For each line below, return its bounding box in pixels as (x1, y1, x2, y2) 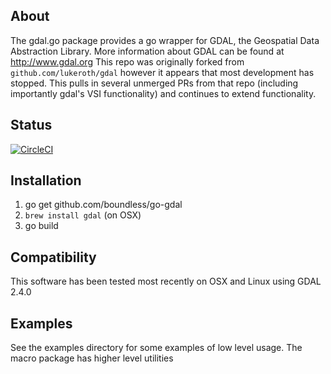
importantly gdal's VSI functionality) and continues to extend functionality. (10, 87, 317, 99)
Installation (10, 172, 82, 189)
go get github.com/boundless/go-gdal (24, 199, 183, 211)
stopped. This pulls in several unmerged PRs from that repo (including (10, 77, 299, 89)
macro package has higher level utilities (10, 352, 174, 364)
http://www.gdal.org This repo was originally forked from (10, 55, 245, 68)
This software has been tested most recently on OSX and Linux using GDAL (10, 275, 322, 288)
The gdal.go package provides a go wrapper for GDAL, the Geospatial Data (10, 34, 320, 46)
